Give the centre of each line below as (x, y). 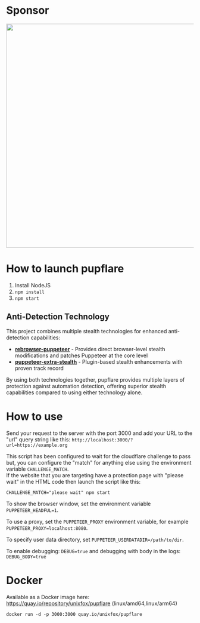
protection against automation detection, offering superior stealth (86, 386)
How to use (35, 416)
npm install (29, 292)
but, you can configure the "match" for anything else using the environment (99, 462)
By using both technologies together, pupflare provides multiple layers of (96, 379)
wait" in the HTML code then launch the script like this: (74, 481)
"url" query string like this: (38, 439)
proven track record (39, 368)
